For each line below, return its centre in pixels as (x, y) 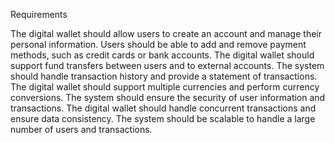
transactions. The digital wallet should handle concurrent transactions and (163, 108)
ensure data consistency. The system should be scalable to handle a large (163, 118)
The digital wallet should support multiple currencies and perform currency (165, 87)
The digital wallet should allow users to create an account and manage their (166, 33)
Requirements (39, 14)
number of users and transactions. (81, 129)
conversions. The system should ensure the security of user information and (168, 97)
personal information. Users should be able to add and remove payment (158, 44)
